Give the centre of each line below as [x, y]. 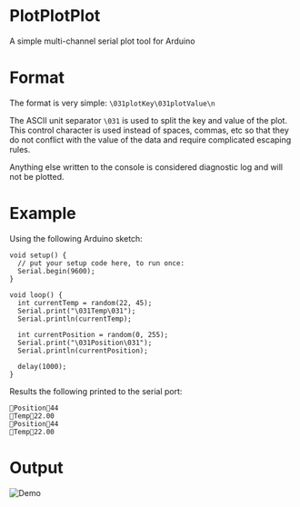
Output [36, 468]
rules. [20, 149]
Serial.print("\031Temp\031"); [77, 311]
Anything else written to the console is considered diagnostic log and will [146, 167]
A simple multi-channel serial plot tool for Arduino [102, 41]
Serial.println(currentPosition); [83, 351]
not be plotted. [37, 176]
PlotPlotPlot [55, 16]
